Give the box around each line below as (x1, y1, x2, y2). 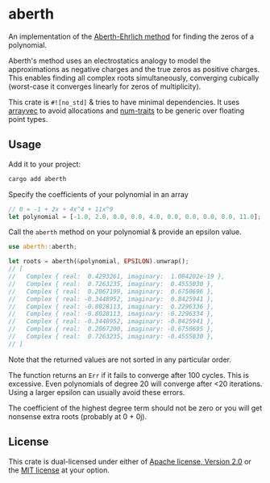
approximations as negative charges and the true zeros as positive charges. (8, 64, 260, 73)
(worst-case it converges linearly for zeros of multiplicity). (8, 82, 201, 91)
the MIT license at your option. (8, 465, 110, 475)
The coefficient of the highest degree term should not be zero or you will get (8, 403, 263, 413)
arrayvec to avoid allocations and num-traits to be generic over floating (8, 106, 245, 115)
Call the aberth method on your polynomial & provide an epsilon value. (8, 227, 242, 237)
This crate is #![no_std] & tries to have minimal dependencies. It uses (8, 97, 240, 107)
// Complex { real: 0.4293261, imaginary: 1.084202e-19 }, (8, 272, 226, 280)
